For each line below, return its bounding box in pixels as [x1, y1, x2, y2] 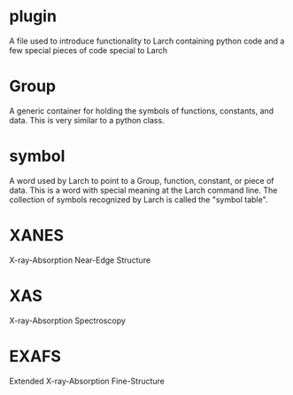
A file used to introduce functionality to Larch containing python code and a [9, 36, 285, 46]
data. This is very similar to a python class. [9, 115, 166, 125]
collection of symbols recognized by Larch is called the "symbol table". [9, 194, 268, 205]
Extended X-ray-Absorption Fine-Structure [9, 375, 166, 386]
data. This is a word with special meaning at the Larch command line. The [9, 185, 278, 195]
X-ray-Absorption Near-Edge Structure [9, 255, 151, 265]
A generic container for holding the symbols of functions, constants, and [9, 105, 274, 116]
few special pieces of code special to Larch [9, 44, 168, 55]
